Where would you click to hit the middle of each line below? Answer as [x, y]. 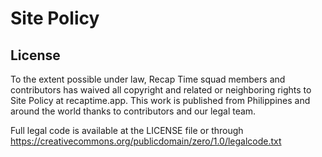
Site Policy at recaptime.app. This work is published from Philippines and [160, 100]
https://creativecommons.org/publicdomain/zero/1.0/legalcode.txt [146, 141]
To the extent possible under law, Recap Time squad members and [148, 79]
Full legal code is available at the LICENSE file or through [127, 130]
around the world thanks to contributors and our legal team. [133, 111]
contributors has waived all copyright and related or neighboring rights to [161, 90]
